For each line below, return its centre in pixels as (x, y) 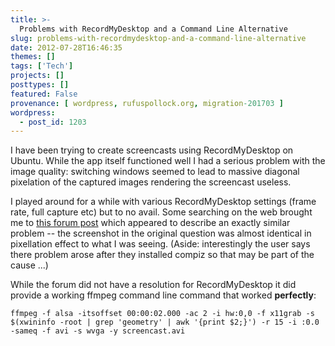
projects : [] (37, 76)
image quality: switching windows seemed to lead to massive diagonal (155, 172)
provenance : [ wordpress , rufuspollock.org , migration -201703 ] (147, 103)
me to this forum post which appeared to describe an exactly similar (150, 223)
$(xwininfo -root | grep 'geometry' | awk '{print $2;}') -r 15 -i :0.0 (165, 322)
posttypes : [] (40, 85)
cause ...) (29, 265)
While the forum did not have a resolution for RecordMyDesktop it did (153, 285)
